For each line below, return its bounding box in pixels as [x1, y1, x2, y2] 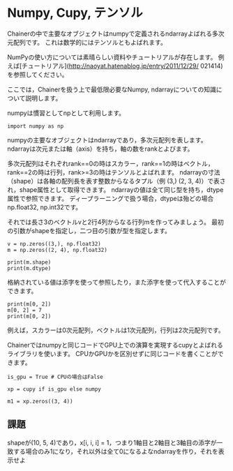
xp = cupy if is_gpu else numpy [7, 385, 101, 393]
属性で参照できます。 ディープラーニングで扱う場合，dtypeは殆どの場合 [7, 194, 214, 202]
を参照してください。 [7, 70, 68, 79]
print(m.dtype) [7, 264, 52, 271]
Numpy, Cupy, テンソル [7, 5, 143, 21]
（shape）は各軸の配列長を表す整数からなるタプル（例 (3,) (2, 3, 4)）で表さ [7, 177, 226, 185]
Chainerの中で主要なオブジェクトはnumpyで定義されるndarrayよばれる [7, 29, 213, 38]
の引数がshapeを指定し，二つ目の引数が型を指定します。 [7, 226, 171, 234]
